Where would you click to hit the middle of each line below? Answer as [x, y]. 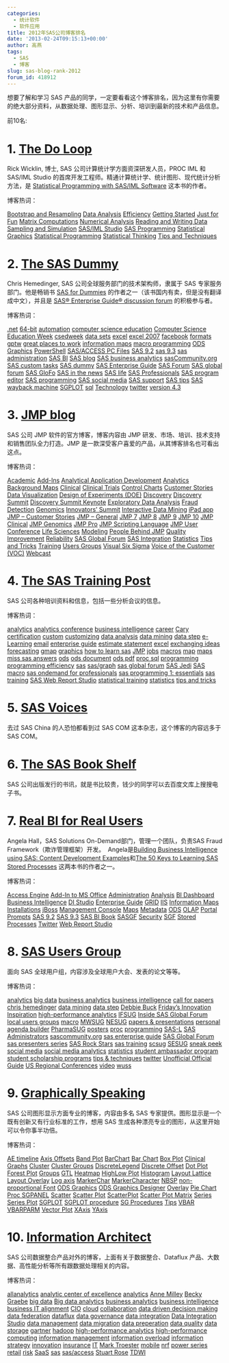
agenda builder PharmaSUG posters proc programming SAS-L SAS [102, 1029]
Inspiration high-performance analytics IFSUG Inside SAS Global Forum [108, 1014]
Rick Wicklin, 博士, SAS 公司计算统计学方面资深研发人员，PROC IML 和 [107, 169]
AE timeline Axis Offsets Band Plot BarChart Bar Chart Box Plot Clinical [106, 1158]
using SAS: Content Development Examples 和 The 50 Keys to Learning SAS [113, 857]
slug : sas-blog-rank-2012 [44, 71]
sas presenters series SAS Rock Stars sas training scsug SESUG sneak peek [114, 1043]
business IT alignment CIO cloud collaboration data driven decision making [112, 1308]
